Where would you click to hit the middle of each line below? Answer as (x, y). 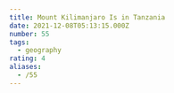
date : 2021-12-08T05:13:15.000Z (69, 26)
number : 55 (29, 34)
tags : (19, 42)
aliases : (25, 67)
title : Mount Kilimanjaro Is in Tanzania (87, 17)
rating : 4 (28, 58)
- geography (40, 50)
